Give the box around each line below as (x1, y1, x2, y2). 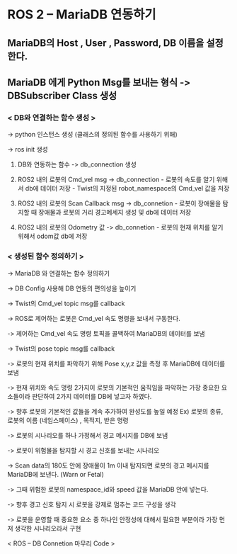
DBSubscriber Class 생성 (7, 89, 117, 101)
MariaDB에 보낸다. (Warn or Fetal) (7, 470, 105, 478)
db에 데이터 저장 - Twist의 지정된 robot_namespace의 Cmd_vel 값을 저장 (25, 184, 230, 193)
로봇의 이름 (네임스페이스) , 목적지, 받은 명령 (7, 416, 129, 424)
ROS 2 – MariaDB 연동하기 (7, 6, 156, 23)
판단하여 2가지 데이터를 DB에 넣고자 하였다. (31, 392, 152, 400)
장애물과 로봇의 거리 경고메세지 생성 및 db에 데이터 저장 (38, 208, 192, 217)
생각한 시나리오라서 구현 (14, 524, 81, 532)
